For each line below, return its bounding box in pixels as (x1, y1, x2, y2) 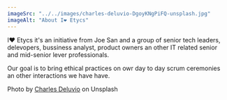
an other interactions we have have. (7, 71, 110, 80)
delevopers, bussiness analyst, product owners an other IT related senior (7, 43, 218, 51)
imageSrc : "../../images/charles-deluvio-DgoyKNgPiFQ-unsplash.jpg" (7, 10, 211, 17)
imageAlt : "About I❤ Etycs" (7, 17, 89, 24)
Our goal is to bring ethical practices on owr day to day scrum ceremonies (7, 64, 221, 72)
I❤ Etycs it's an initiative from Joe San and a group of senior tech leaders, (7, 35, 221, 44)
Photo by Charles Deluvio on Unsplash (7, 85, 118, 93)
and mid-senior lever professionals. (7, 50, 110, 59)
